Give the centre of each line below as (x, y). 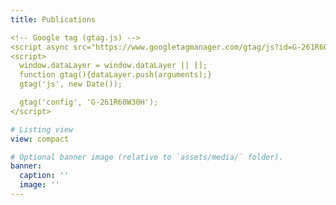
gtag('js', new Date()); (71, 84)
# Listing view (42, 129)
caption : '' (44, 176)
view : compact (40, 139)
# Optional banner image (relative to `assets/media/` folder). (147, 157)
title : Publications (53, 19)
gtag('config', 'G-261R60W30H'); (89, 102)
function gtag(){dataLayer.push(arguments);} (116, 75)
